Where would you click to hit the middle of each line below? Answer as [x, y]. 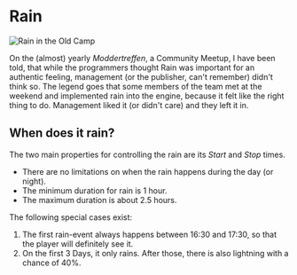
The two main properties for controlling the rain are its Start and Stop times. [147, 154]
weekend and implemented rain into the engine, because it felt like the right [147, 96]
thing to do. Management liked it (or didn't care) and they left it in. [129, 105]
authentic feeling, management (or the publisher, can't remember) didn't [141, 76]
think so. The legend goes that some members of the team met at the [136, 86]
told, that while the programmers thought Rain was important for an [132, 67]
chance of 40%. [51, 263]
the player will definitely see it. [78, 244]
